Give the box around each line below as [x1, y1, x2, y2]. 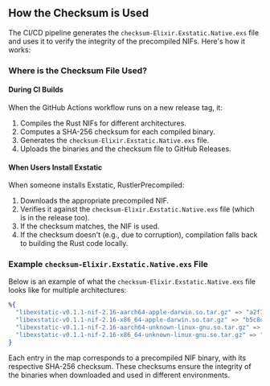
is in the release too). [19, 213, 90, 223]
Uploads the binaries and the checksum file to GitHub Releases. [19, 144, 231, 154]
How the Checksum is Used [8, 6, 149, 20]
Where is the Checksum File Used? [8, 64, 147, 76]
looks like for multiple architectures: [8, 285, 127, 295]
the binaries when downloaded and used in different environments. [8, 370, 231, 380]
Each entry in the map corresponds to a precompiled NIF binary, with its [8, 353, 247, 363]
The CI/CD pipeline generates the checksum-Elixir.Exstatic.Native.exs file [8, 27, 260, 37]
